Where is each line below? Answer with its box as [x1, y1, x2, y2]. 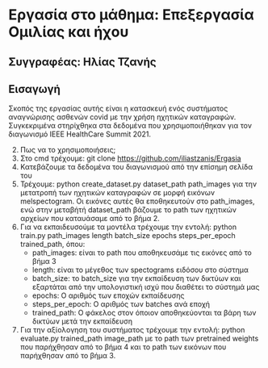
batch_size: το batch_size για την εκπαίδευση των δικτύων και [31, 274, 241, 283]
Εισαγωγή [8, 82, 61, 96]
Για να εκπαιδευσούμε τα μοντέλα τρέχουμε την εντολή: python [19, 222, 237, 232]
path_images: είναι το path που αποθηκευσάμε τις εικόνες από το [31, 248, 252, 257]
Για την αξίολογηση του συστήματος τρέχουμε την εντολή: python [19, 325, 245, 335]
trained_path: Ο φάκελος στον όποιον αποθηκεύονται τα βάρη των [31, 308, 257, 318]
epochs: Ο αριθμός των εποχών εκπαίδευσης [31, 291, 185, 300]
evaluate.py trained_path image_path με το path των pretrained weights [19, 333, 259, 344]
